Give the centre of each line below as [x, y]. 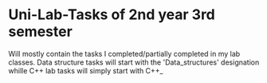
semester [41, 32]
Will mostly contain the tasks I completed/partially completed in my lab [124, 53]
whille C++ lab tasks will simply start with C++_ [86, 70]
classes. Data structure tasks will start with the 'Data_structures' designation [134, 62]
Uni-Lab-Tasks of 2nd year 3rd [112, 15]
